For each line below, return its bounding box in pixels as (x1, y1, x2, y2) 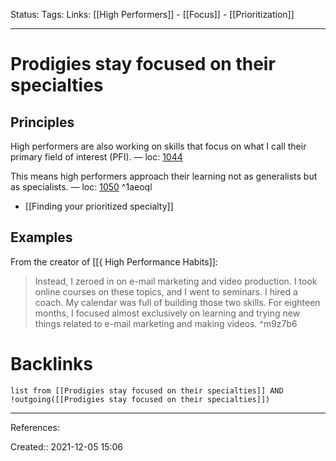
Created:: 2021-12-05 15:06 (10, 440, 123, 453)
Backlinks (10, 353, 94, 375)
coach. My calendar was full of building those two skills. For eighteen (34, 296, 321, 308)
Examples (10, 229, 73, 246)
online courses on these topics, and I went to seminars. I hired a (34, 285, 298, 298)
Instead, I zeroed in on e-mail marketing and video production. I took (34, 275, 318, 287)
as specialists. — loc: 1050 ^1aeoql (10, 181, 153, 193)
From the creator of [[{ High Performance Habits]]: (10, 255, 218, 268)
